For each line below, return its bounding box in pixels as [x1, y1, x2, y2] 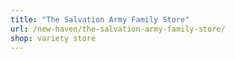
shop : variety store [10, 33, 97, 43]
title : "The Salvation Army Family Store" [10, 14, 190, 25]
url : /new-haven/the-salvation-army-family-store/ [10, 24, 226, 34]
